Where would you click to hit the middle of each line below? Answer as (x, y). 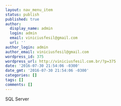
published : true (22, 19)
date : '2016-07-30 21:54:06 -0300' (43, 66)
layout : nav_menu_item (29, 10)
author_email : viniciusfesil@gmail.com (47, 52)
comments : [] (19, 84)
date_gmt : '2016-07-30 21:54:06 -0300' (47, 71)
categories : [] (21, 75)
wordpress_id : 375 (24, 57)
